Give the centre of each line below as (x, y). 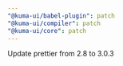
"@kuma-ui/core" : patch (47, 31)
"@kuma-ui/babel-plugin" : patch (61, 16)
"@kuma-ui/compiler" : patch (54, 23)
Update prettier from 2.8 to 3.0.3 (61, 54)
